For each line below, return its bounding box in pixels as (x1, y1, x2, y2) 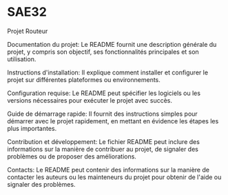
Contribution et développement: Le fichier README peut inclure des (7, 137, 200, 145)
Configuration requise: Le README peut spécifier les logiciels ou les (7, 89, 201, 97)
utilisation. (7, 54, 37, 63)
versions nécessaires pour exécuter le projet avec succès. (7, 96, 172, 104)
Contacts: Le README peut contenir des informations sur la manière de (7, 165, 210, 174)
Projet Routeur (7, 27, 48, 35)
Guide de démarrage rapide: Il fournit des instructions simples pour (7, 110, 198, 118)
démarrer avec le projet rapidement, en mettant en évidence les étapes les (7, 116, 219, 125)
